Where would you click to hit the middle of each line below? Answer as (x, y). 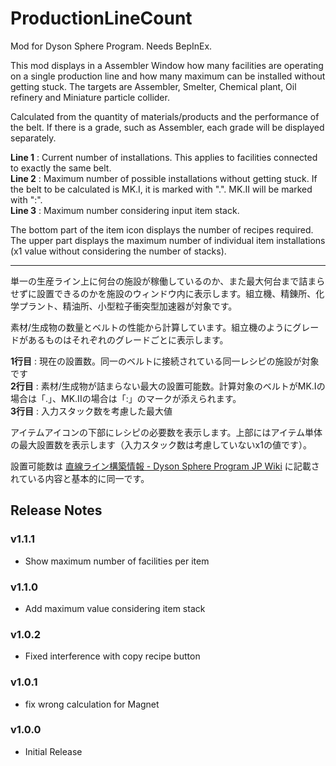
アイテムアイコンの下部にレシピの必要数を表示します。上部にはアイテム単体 (166, 432)
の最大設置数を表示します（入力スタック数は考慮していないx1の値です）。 (161, 444)
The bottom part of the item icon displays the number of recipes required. (162, 229)
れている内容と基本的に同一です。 (80, 478)
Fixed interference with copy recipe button (112, 656)
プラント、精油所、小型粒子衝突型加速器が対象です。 (128, 306)
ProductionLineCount (101, 18)
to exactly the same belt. (61, 168)
